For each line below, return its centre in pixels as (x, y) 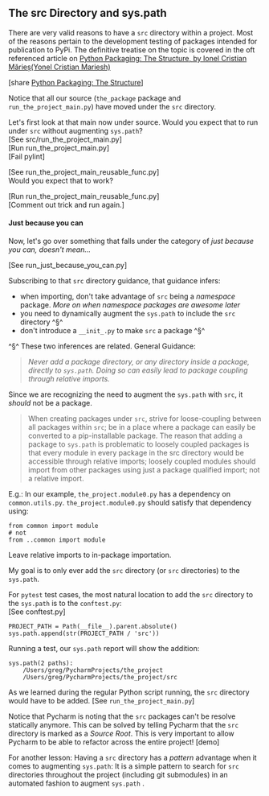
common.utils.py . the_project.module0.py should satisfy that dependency (130, 503)
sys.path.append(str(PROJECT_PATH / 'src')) (84, 634)
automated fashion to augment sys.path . (76, 783)
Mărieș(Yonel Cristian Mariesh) (59, 67)
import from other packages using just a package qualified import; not (144, 470)
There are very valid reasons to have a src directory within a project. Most (131, 32)
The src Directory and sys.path (88, 13)
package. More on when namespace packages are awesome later (130, 305)
